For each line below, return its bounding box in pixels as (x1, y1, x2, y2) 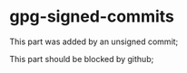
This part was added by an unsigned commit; (9, 36, 179, 47)
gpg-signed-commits (9, 6, 175, 27)
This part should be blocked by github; (9, 53, 154, 64)
